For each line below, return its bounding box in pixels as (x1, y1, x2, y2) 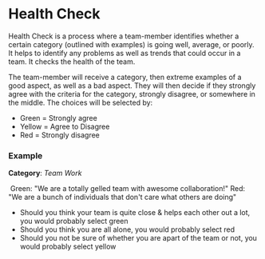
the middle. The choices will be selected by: (8, 98, 153, 107)
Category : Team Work (8, 169, 82, 178)
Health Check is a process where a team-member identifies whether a (8, 31, 239, 41)
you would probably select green (19, 217, 129, 226)
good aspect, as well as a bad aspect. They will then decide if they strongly (8, 81, 256, 90)
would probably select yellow (19, 241, 117, 252)
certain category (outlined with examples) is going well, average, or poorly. (8, 39, 255, 49)
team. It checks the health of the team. (8, 57, 136, 66)
